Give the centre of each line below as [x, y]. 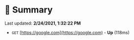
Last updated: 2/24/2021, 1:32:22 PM [43, 23]
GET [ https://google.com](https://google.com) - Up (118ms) [71, 32]
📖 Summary [29, 10]
